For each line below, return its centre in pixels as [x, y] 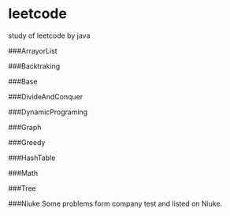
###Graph [25, 127]
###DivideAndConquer [46, 96]
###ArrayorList [33, 50]
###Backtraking [34, 66]
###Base [23, 81]
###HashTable [32, 158]
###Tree [22, 188]
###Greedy [27, 142]
